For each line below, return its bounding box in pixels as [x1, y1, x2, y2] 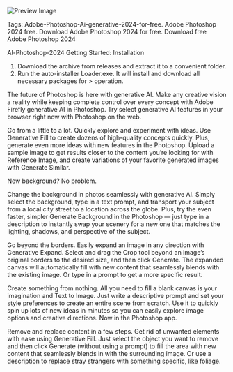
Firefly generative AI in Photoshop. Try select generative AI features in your [7, 105, 223, 113]
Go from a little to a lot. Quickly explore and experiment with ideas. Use [7, 126, 211, 134]
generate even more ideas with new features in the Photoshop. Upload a [7, 141, 215, 149]
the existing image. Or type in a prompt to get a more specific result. [7, 271, 203, 278]
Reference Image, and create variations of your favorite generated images [7, 156, 219, 164]
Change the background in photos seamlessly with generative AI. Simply [7, 191, 216, 198]
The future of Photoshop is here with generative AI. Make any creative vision [7, 91, 227, 98]
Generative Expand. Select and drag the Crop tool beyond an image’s [7, 248, 205, 256]
